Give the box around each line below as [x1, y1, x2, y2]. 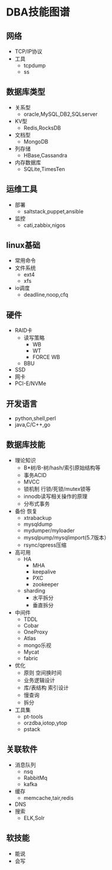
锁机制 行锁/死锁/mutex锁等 [23, 485, 91, 492]
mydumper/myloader [23, 527, 75, 534]
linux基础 [6, 240, 40, 250]
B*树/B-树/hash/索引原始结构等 [23, 464, 101, 471]
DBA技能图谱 [6, 5, 70, 19]
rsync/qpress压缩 [23, 541, 67, 549]
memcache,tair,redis [23, 794, 74, 801]
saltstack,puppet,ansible [23, 207, 84, 215]
